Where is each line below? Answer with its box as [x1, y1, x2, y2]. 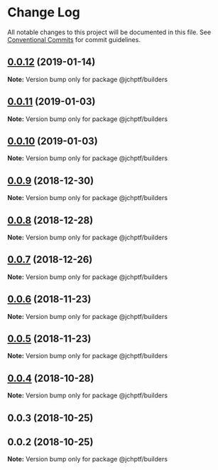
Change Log [7, 4, 80, 21]
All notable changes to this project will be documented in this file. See [7, 28, 212, 36]
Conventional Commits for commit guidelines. [7, 35, 141, 43]
